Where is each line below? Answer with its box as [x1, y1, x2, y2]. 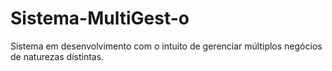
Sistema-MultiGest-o [10, 7, 190, 30]
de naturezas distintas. [10, 50, 105, 62]
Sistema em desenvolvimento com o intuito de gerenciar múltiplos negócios [10, 40, 323, 52]
